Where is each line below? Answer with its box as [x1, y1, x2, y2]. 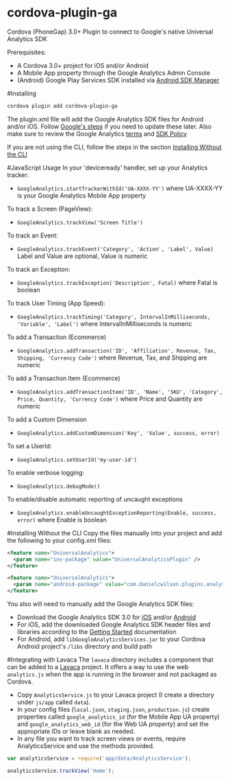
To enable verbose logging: [7, 468, 84, 476]
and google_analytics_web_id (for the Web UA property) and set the [16, 720, 209, 728]
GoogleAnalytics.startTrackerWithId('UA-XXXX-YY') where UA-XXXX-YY [16, 184, 223, 192]
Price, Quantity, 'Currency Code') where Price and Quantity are [16, 395, 203, 403]
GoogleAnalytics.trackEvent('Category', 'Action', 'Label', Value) [16, 246, 214, 253]
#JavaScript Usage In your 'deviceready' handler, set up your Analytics [7, 163, 208, 172]
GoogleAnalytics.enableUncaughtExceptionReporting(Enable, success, [16, 509, 217, 516]
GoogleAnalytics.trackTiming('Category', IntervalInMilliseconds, [16, 314, 211, 320]
